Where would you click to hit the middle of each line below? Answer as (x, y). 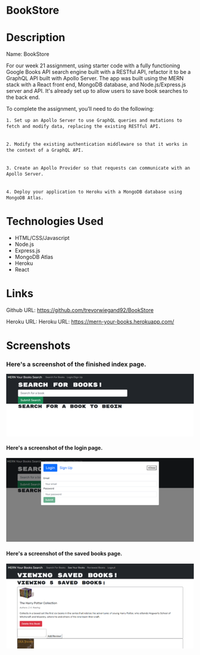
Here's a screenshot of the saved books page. (64, 554)
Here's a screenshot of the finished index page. (76, 364)
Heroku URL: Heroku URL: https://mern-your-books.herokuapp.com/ (90, 322)
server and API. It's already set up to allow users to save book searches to (97, 91)
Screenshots (38, 346)
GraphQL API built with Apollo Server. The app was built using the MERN (95, 79)
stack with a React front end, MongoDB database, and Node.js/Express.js (96, 85)
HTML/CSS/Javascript (42, 238)
